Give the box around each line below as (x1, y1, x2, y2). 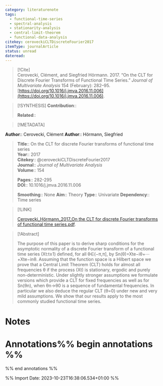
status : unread (5, 48, 37, 53)
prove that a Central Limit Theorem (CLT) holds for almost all (17, 262, 141, 268)
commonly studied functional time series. (17, 298, 102, 304)
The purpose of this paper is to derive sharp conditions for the (17, 241, 144, 246)
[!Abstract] (17, 231, 40, 237)
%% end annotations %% (5, 365, 58, 371)
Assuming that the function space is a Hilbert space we (39, 256, 152, 262)
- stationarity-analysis (9, 26, 61, 31)
